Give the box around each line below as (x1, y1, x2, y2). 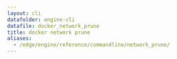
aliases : (7, 35, 32, 42)
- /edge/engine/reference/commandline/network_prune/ (13, 41, 170, 48)
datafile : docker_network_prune (7, 22, 99, 29)
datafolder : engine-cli (7, 16, 75, 23)
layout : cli (7, 9, 41, 17)
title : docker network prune (7, 28, 91, 36)
